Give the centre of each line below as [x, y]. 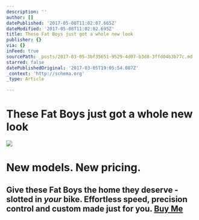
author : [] [20, 17]
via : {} [16, 46]
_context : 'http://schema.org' [46, 74]
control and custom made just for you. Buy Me [95, 209]
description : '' [27, 12]
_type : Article [25, 79]
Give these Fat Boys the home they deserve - [93, 190]
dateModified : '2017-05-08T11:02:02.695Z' [60, 29]
